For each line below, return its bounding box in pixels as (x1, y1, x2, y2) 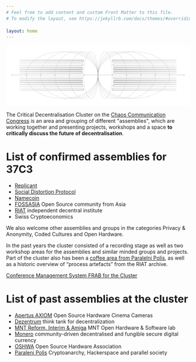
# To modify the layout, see (6, 15, 77, 22)
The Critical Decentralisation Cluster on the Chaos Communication (6, 111, 166, 118)
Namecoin (14, 195, 40, 202)
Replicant (14, 182, 37, 189)
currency (14, 337, 37, 343)
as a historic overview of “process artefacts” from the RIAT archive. (6, 261, 168, 268)
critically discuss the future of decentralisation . (6, 130, 124, 137)
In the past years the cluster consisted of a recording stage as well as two (6, 242, 184, 249)
